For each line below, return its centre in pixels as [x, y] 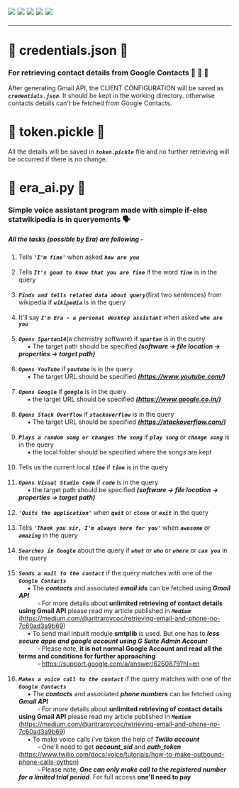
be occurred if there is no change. [58, 159]
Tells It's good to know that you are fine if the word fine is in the [118, 272]
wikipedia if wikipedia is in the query [72, 302]
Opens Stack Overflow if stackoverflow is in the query [96, 415]
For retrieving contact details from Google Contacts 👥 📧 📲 [109, 73]
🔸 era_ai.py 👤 [47, 188]
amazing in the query [48, 536]
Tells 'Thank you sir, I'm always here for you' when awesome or [115, 528]
